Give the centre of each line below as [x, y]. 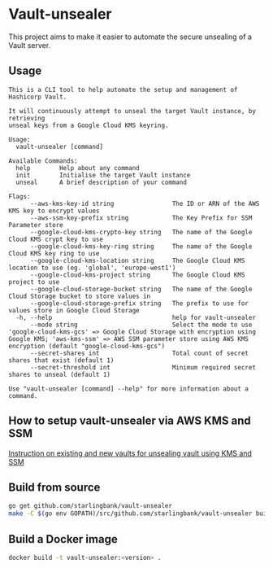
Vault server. [30, 45]
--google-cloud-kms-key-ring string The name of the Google [141, 246]
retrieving [27, 118]
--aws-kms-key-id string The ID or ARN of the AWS [145, 203]
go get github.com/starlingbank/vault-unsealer [91, 506]
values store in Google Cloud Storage [74, 310]
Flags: [19, 196]
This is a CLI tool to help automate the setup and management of [123, 90]
